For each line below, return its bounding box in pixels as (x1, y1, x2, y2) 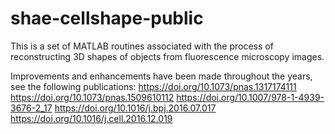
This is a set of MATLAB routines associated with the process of (10, 40, 274, 52)
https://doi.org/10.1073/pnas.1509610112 (10, 91, 175, 103)
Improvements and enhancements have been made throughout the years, (10, 70, 313, 82)
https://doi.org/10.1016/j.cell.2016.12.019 (10, 112, 173, 124)
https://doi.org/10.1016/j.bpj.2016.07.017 (54, 102, 217, 114)
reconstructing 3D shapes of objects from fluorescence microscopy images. (10, 50, 325, 62)
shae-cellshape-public (10, 7, 204, 30)
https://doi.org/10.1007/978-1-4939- (176, 91, 325, 103)
